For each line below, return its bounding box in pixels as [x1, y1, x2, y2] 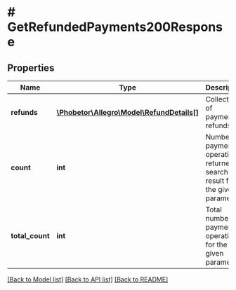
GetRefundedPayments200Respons [7, 19, 223, 35]
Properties [7, 62, 55, 74]
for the [205, 240, 228, 249]
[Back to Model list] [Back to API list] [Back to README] [7, 275, 169, 284]
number [205, 214, 232, 223]
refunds [11, 108, 38, 117]
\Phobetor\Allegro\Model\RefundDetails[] [56, 108, 199, 117]
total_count [11, 231, 50, 240]
